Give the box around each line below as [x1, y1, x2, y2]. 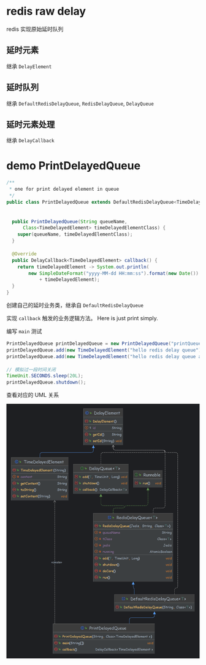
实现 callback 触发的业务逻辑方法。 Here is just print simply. [6, 315, 158, 322]
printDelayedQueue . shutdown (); [6, 379, 86, 386]
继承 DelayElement [6, 63, 52, 70]
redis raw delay [6, 4, 86, 18]
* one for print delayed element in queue [9, 186, 120, 193]
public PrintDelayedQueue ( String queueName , [12, 218, 128, 225]
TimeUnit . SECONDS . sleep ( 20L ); [6, 373, 84, 379]
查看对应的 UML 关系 [6, 391, 59, 399]
